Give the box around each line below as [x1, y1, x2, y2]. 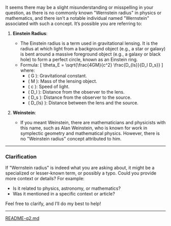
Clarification [5, 153, 37, 160]
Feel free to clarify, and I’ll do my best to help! [5, 201, 101, 207]
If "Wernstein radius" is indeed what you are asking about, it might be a [5, 165, 155, 171]
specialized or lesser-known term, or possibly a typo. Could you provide [5, 170, 157, 176]
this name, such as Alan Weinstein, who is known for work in [20, 125, 148, 131]
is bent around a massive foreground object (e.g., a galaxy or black [20, 51, 161, 57]
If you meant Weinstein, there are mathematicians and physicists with [20, 120, 166, 125]
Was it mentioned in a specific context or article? [12, 191, 116, 197]
